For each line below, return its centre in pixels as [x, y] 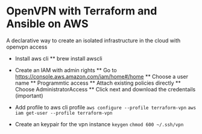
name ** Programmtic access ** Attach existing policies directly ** [98, 83]
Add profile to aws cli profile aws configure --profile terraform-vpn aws [106, 107]
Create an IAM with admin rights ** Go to [66, 70]
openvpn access [27, 47]
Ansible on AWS [47, 24]
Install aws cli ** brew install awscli [58, 58]
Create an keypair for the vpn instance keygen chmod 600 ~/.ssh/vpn [99, 124]
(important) [29, 96]
